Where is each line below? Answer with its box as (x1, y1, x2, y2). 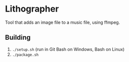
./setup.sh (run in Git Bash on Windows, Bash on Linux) (12, 46, 125, 52)
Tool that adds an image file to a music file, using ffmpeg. (5, 19, 120, 25)
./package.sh (12, 52, 39, 57)
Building (5, 33, 31, 42)
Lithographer (5, 3, 59, 15)
